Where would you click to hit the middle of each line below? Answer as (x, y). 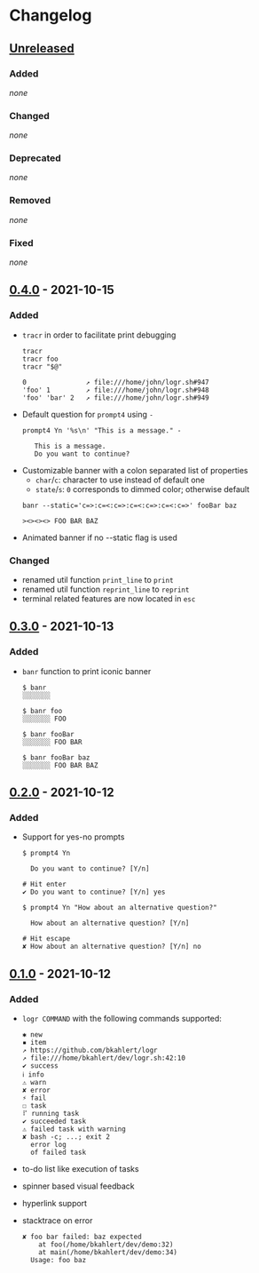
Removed (30, 201)
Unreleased (42, 48)
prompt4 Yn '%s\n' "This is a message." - (102, 430)
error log (48, 1145)
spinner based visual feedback (78, 1186)
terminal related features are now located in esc (109, 599)
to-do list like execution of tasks (80, 1169)
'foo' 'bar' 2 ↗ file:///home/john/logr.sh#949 (116, 398)
